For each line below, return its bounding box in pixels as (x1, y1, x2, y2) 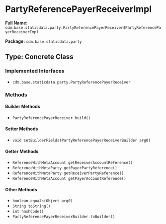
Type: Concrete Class (5, 53, 74, 61)
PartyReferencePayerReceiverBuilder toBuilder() (12, 215, 115, 220)
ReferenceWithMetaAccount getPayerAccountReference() (12, 176, 126, 181)
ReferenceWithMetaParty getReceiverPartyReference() (12, 171, 124, 176)
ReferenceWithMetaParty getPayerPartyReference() (12, 165, 118, 171)
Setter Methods (5, 126, 38, 132)
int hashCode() (12, 209, 44, 214)
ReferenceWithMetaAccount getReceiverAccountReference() (12, 160, 133, 165)
